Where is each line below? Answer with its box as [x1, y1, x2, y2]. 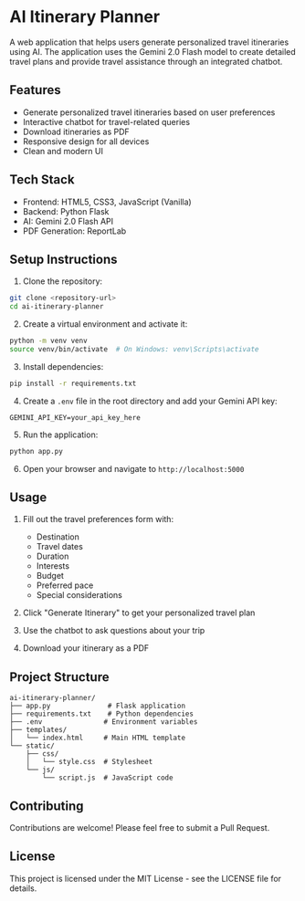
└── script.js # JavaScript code [42, 773, 174, 782]
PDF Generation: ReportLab [22, 225, 127, 236]
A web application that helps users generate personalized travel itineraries [9, 37, 289, 47]
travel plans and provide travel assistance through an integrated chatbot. [9, 56, 283, 67]
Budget [36, 571, 64, 581]
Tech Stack [9, 172, 75, 188]
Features [9, 82, 61, 98]
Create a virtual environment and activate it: [22, 319, 188, 330]
